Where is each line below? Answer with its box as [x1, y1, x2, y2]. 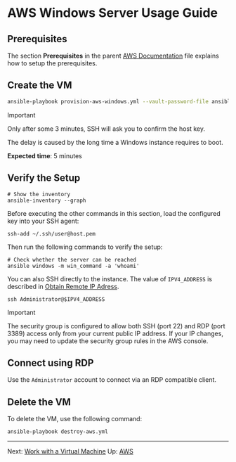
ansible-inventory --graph [7, 197, 86, 204]
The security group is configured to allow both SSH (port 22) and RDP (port [7, 321, 226, 330]
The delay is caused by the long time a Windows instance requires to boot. [7, 138, 223, 146]
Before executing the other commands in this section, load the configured [7, 209, 221, 217]
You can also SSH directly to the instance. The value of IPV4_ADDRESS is [7, 274, 213, 283]
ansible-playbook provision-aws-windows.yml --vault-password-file [7, 98, 209, 105]
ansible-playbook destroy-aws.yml [7, 428, 109, 435]
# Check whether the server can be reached [7, 256, 137, 263]
